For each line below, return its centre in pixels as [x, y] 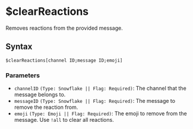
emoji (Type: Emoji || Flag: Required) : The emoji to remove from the [101, 114]
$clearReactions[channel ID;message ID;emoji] [64, 60]
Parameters [23, 75]
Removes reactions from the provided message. [64, 28]
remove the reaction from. [46, 107]
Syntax [19, 47]
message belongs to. [40, 95]
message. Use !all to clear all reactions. [64, 120]
